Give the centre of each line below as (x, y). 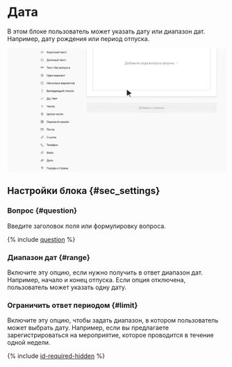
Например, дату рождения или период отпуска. (78, 38)
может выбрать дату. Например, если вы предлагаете (88, 328)
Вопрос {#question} (42, 211)
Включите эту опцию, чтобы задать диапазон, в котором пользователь (113, 320)
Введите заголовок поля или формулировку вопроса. (87, 226)
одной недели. (29, 343)
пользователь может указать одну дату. (67, 287)
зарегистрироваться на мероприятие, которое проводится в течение (110, 335)
